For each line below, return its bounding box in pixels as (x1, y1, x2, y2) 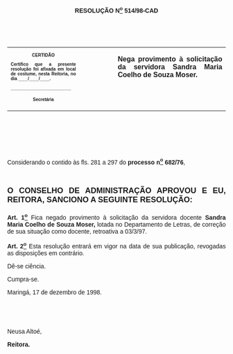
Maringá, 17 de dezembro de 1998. (7, 288, 102, 296)
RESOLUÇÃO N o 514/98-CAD (74, 5, 159, 15)
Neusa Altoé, (7, 327, 42, 335)
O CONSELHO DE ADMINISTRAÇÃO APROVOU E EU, (7, 186, 226, 195)
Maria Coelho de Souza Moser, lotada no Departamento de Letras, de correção (7, 220, 226, 228)
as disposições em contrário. (7, 249, 85, 257)
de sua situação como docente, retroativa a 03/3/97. (7, 227, 148, 235)
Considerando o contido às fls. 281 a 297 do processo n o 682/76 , (7, 156, 186, 166)
